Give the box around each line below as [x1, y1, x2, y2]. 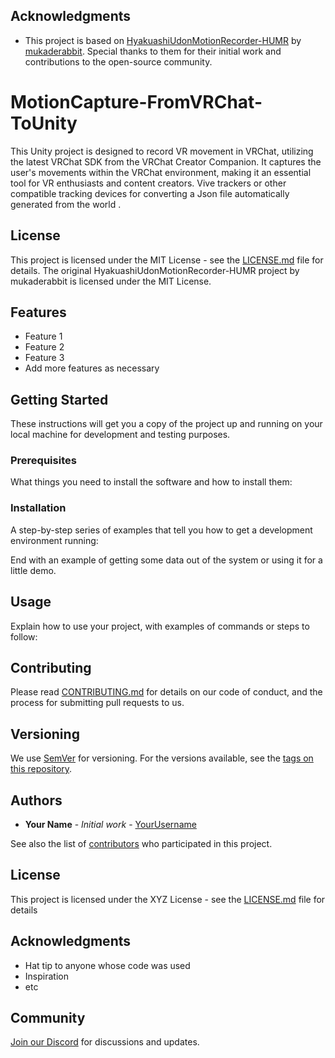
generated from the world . [10, 198, 122, 210]
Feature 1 [24, 330, 63, 343]
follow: [10, 630, 38, 643]
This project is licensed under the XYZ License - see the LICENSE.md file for [10, 893, 326, 905]
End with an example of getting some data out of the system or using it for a [10, 554, 323, 566]
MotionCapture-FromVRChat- [10, 91, 263, 113]
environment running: [10, 534, 99, 546]
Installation [10, 501, 67, 515]
